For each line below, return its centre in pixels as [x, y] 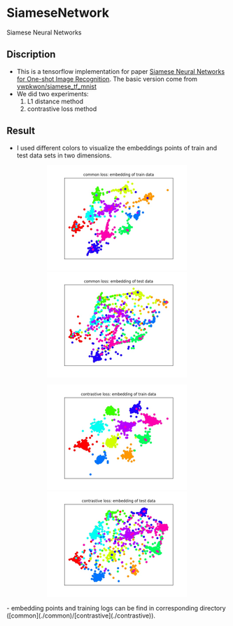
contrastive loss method [62, 109]
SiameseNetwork [58, 13]
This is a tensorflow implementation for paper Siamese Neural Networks [121, 71]
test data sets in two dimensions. [64, 155]
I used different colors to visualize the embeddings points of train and [117, 148]
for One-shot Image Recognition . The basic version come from [107, 79]
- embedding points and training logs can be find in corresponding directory [116, 608]
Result [21, 131]
